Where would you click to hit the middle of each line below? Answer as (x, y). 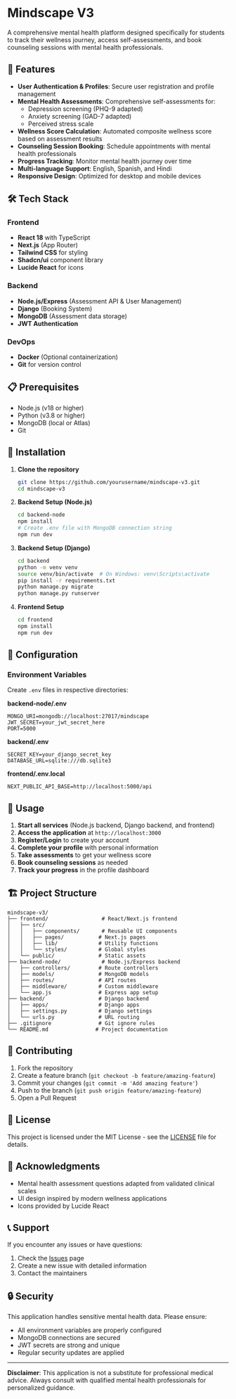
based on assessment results (60, 138)
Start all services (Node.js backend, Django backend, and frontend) (116, 825)
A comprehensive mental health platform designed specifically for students (116, 32)
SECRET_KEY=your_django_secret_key (59, 755)
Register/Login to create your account (73, 840)
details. (18, 1144)
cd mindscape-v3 (41, 489)
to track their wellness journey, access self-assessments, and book (105, 39)
